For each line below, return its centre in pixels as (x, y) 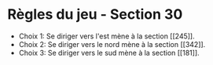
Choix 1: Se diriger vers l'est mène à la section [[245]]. (106, 36)
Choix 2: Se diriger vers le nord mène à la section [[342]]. (112, 44)
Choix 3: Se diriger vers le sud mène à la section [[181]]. (109, 52)
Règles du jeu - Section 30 (95, 14)
